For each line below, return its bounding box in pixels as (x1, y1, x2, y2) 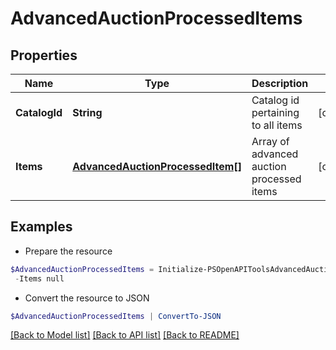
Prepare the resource (24, 245, 113, 257)
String (72, 106, 103, 119)
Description (251, 77, 309, 90)
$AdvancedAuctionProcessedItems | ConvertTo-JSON (10, 311, 222, 321)
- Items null (14, 273, 65, 284)
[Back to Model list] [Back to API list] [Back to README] (10, 329, 240, 341)
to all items (251, 118, 303, 132)
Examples (10, 218, 73, 236)
